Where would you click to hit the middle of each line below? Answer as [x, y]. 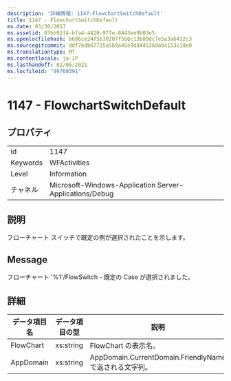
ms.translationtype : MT [41, 52]
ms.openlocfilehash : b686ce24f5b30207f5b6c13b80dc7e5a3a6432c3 [100, 39]
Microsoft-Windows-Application [102, 185]
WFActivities [69, 163]
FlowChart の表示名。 [125, 345]
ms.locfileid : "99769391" [44, 71]
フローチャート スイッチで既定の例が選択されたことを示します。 [98, 238]
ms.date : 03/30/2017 [37, 26]
